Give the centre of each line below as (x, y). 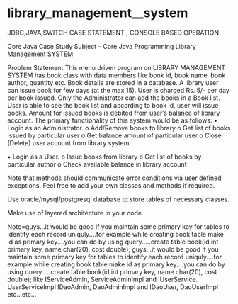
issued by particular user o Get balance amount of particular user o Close (114, 135)
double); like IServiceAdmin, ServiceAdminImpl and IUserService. (103, 279)
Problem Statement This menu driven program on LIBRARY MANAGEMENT (116, 67)
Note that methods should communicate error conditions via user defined (114, 178)
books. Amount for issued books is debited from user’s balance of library (114, 113)
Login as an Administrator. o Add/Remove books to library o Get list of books (119, 128)
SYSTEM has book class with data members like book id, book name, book (117, 75)
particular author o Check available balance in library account (97, 164)
